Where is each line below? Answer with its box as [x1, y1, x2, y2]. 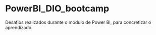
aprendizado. [5, 24, 33, 30]
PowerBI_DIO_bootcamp [5, 3, 110, 14]
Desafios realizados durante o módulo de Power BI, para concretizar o [5, 19, 151, 25]
